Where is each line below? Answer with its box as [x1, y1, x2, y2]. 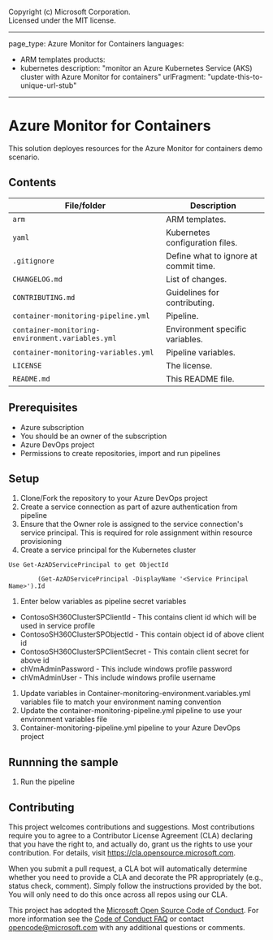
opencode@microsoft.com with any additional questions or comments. [8, 923, 245, 932]
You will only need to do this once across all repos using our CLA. [8, 890, 228, 899]
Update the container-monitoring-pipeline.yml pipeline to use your [19, 706, 242, 716]
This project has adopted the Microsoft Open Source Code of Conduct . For [8, 906, 259, 915]
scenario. [8, 152, 40, 162]
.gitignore [12, 256, 54, 265]
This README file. [165, 373, 235, 385]
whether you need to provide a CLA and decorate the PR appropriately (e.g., [8, 873, 264, 881]
